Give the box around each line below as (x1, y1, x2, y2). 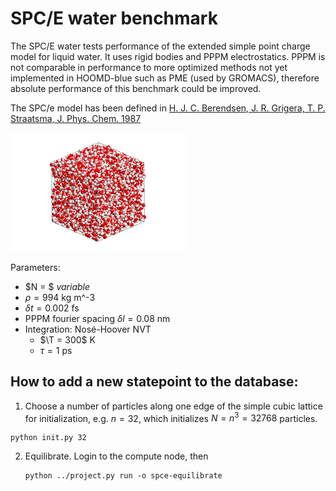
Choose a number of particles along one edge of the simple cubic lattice (24, 400, 323, 412)
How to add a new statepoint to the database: (10, 373, 299, 391)
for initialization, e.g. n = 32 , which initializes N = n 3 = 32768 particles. (24, 410, 318, 424)
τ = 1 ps (39, 344, 73, 356)
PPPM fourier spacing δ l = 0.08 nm (24, 312, 171, 324)
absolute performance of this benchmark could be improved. (10, 82, 262, 94)
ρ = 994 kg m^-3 (24, 291, 96, 303)
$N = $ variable (24, 280, 91, 292)
